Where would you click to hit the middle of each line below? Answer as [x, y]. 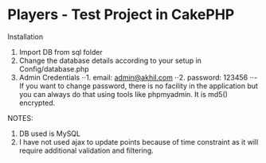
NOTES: [20, 118]
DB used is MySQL [50, 134]
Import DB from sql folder [61, 52]
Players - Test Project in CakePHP [121, 15]
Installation [25, 37]
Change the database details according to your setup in [110, 60]
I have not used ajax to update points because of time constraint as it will [139, 142]
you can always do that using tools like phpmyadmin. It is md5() [123, 94]
